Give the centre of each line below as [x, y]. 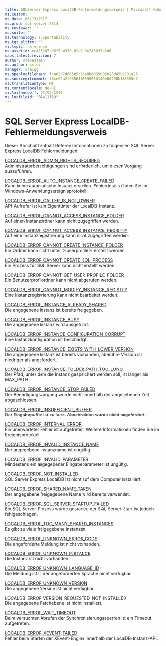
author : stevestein [25, 60]
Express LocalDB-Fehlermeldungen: [42, 151]
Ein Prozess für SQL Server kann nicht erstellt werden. [61, 266]
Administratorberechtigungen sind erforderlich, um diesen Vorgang [73, 166]
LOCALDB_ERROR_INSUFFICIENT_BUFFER [49, 410]
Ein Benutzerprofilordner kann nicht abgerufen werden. [61, 280]
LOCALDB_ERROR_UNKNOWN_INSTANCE [48, 554]
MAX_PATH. [17, 380]
